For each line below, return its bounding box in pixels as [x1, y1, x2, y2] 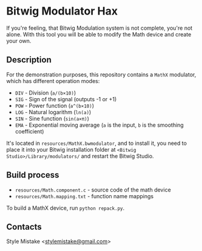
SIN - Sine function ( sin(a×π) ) [15, 115, 90, 122]
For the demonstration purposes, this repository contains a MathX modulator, [6, 71, 197, 78]
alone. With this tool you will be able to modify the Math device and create [6, 30, 192, 38]
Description [6, 55, 52, 65]
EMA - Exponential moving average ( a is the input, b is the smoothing [15, 121, 184, 129]
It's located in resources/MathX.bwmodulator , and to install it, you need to [6, 139, 187, 147]
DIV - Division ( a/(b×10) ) [15, 89, 76, 96]
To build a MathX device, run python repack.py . [6, 204, 125, 212]
